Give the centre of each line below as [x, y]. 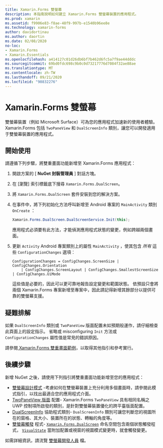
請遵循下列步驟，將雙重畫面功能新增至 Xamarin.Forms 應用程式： [70, 163]
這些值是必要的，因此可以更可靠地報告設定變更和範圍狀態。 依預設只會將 [85, 284]
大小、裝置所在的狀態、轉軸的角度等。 [76, 418]
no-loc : [13, 46]
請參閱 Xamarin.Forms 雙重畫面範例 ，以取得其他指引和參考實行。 [70, 348]
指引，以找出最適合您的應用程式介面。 [55, 394]
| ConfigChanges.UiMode [36, 274]
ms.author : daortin [25, 37]
